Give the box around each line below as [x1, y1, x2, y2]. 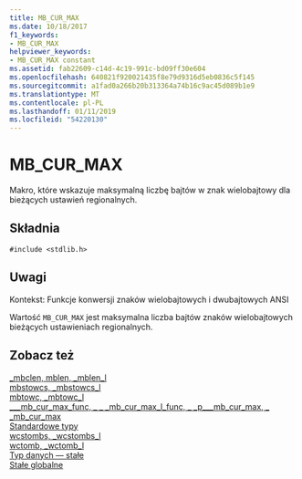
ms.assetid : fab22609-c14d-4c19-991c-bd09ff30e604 [9, 65, 206, 74]
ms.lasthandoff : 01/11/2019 [9, 107, 117, 116]
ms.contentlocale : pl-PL [9, 98, 104, 108]
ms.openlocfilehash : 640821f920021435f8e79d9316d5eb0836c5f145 [9, 73, 255, 82]
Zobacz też [9, 348, 75, 363]
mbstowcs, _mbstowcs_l [9, 381, 101, 392]
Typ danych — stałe [9, 449, 85, 461]
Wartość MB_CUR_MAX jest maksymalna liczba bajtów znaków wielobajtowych [9, 311, 294, 322]
